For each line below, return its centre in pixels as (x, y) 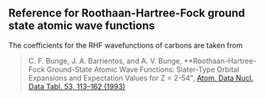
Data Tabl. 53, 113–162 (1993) (77, 86)
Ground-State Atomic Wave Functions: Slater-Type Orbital (143, 69)
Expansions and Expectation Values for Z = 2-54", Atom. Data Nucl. (141, 78)
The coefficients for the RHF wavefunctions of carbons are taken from (126, 45)
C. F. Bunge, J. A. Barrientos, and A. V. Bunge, (105, 60)
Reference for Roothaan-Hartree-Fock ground (127, 13)
